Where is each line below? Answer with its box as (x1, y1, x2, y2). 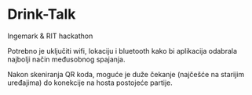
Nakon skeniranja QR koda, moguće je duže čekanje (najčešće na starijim (7, 69, 245, 79)
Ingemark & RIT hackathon (7, 31, 93, 40)
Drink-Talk (7, 5, 76, 23)
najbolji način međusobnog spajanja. (7, 55, 126, 64)
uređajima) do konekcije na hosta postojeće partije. (7, 78, 173, 87)
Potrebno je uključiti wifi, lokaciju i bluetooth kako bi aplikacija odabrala (7, 46, 237, 55)
